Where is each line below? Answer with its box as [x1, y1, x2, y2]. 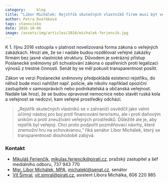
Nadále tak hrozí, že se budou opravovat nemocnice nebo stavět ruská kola [5, 91, 160, 97]
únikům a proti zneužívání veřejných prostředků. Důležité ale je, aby [17, 117, 157, 122]
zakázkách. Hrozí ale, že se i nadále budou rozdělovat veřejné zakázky [5, 49, 151, 55]
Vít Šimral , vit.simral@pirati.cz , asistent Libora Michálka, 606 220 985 [12, 172, 156, 178]
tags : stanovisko [5, 21, 41, 26]
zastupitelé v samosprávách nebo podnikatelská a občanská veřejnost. [5, 86, 151, 91]
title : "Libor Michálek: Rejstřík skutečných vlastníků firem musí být [5, 12, 157, 17]
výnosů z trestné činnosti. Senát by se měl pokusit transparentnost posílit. [5, 65, 157, 71]
